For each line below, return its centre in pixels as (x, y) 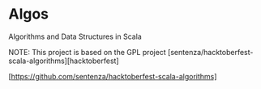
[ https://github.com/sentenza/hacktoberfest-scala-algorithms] (113, 76)
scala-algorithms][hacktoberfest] (64, 61)
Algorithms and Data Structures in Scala (75, 36)
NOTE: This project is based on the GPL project (87, 52)
